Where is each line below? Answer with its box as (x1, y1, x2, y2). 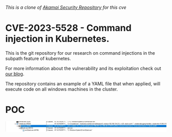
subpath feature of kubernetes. (5, 55, 71, 61)
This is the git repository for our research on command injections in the (5, 50, 155, 56)
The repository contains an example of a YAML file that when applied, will (5, 80, 160, 86)
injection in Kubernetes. (5, 33, 110, 45)
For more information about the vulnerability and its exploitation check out (5, 65, 161, 71)
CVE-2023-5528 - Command (5, 22, 132, 34)
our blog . (5, 71, 25, 77)
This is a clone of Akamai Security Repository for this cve (5, 5, 126, 10)
